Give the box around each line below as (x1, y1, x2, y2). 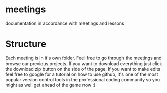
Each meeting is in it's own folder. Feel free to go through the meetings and (5, 55, 162, 61)
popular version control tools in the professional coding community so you (5, 76, 160, 82)
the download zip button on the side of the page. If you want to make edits (5, 66, 161, 72)
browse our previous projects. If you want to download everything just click (5, 60, 162, 67)
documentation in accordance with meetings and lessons (5, 20, 125, 26)
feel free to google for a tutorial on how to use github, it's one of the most (5, 71, 158, 77)
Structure (5, 38, 47, 50)
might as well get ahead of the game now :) (5, 82, 96, 88)
